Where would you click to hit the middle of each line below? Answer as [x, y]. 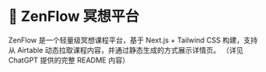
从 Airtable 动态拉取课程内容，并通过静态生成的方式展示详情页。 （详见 [126, 50]
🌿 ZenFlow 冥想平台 [74, 16]
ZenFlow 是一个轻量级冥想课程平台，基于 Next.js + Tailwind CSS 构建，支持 [133, 40]
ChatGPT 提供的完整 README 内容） [69, 60]
